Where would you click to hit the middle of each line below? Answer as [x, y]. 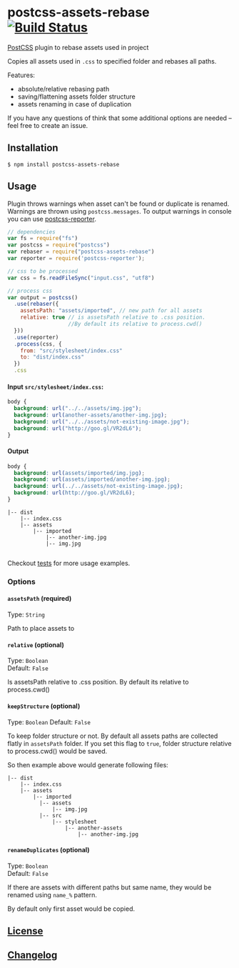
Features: [21, 75]
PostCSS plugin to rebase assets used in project [78, 47]
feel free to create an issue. [48, 125]
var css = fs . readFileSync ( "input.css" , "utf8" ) [81, 278]
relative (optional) [36, 644]
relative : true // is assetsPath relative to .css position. [113, 318]
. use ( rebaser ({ [36, 304]
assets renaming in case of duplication [75, 104]
